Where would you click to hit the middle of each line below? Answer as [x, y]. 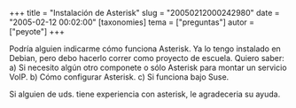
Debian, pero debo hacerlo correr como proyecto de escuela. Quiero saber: [147, 58]
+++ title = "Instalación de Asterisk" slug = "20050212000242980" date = [145, 13]
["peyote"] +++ [37, 31]
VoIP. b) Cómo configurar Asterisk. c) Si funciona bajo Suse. [119, 77]
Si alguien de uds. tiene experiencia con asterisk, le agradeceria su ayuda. [145, 94]
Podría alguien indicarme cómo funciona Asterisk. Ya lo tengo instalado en [145, 49]
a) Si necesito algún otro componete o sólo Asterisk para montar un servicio [148, 67]
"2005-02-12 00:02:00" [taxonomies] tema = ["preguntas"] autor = [132, 22]
